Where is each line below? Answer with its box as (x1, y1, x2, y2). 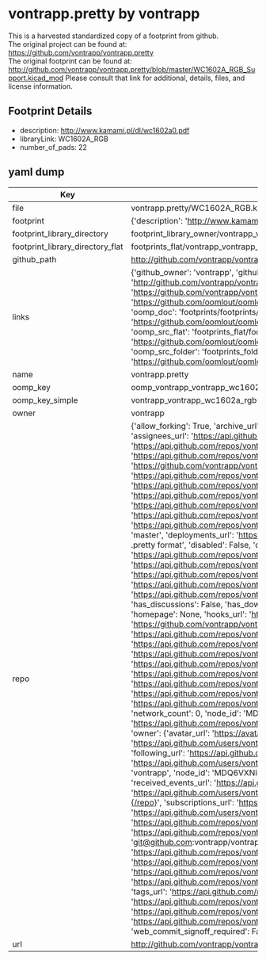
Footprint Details (8, 105, 93, 118)
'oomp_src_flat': (130, 326, 190, 337)
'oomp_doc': (130, 306, 177, 317)
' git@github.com (130, 836, 192, 847)
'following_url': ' (130, 747, 190, 758)
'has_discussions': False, (130, 599, 223, 610)
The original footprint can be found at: (8, 56, 132, 66)
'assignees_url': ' (130, 430, 194, 441)
